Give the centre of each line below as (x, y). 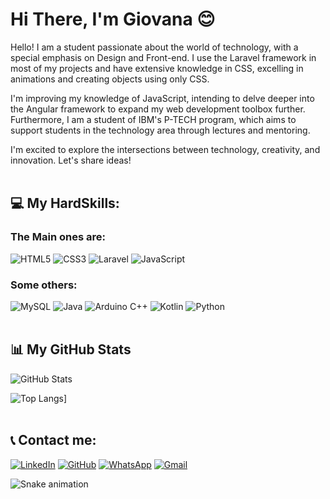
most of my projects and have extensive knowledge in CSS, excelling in (157, 68)
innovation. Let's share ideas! (71, 160)
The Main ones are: (58, 237)
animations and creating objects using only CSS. (110, 79)
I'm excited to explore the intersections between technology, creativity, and (165, 149)
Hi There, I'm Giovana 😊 (113, 19)
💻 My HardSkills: (65, 203)
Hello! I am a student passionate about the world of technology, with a (154, 47)
